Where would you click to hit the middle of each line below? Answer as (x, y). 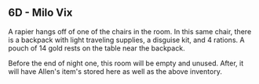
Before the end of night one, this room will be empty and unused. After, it (126, 63)
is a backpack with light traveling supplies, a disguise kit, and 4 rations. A (126, 40)
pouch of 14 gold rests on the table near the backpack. (97, 48)
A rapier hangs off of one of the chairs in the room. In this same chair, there (130, 31)
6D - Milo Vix (40, 13)
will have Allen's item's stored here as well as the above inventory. (115, 71)
